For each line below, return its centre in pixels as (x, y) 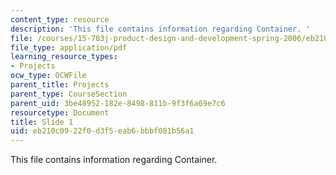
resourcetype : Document (60, 112)
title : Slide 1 (42, 122)
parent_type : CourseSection (69, 94)
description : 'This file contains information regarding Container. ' (160, 29)
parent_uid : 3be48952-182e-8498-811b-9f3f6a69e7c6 (118, 103)
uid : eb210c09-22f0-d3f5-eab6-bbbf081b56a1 (102, 131)
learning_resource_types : (64, 57)
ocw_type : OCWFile (48, 76)
